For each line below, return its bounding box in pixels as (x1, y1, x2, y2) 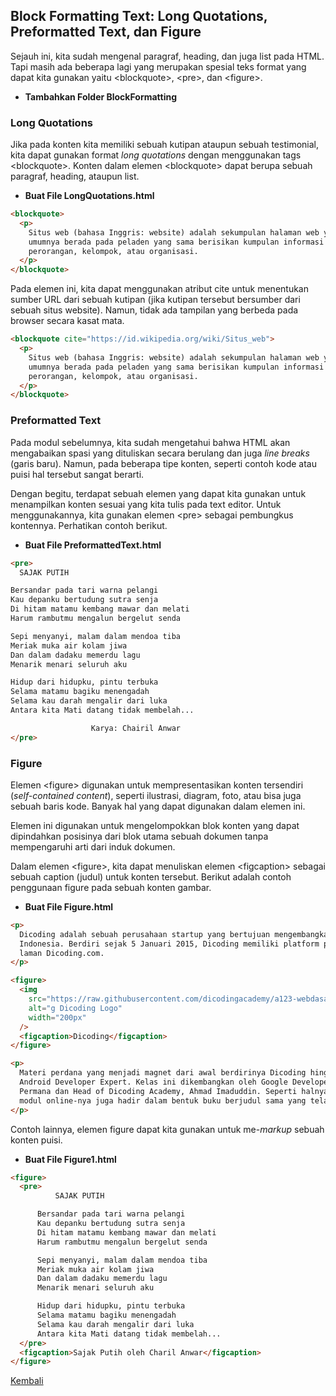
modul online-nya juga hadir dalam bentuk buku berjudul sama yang (19, 1095, 307, 1106)
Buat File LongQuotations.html (24, 190, 155, 202)
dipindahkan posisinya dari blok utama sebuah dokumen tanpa (10, 830, 269, 842)
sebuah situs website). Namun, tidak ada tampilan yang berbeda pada (10, 304, 299, 316)
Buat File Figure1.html (24, 1153, 117, 1165)
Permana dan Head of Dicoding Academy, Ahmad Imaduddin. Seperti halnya (19, 1086, 329, 1096)
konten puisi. (10, 1134, 63, 1146)
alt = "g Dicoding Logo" (28, 1003, 123, 1013)
